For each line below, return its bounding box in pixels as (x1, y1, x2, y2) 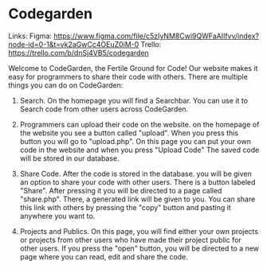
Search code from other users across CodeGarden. (19, 104, 189, 114)
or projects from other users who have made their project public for (19, 235, 241, 244)
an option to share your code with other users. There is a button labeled (19, 177, 256, 187)
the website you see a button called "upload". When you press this (19, 128, 239, 138)
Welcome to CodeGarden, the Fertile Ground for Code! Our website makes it (8, 63, 258, 72)
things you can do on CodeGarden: (8, 80, 124, 90)
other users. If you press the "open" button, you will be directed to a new (19, 244, 260, 253)
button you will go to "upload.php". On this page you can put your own (19, 136, 251, 146)
